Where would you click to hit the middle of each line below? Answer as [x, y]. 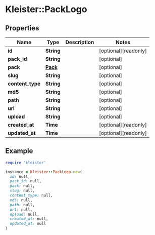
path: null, [22, 205]
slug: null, [22, 191]
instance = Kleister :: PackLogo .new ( [44, 172]
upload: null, [24, 214]
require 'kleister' [26, 163]
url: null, [21, 209]
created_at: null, [29, 219]
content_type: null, [31, 195]
